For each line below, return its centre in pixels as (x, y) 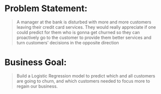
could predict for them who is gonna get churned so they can (78, 32)
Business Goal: (36, 63)
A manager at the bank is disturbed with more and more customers (84, 22)
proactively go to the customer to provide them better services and (84, 38)
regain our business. (37, 86)
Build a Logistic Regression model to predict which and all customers (86, 75)
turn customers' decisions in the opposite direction (68, 42)
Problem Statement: (46, 9)
